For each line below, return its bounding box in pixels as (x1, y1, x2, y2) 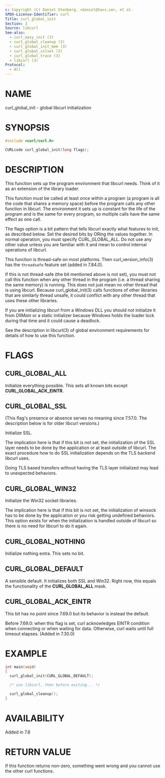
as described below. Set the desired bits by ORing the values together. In (5, 231, 153, 237)
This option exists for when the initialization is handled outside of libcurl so (5, 518, 157, 524)
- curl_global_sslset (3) (9, 48, 63, 53)
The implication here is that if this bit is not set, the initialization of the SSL (5, 440, 155, 446)
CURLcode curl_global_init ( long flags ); (5, 147, 90, 152)
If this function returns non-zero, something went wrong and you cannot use (5, 763, 161, 769)
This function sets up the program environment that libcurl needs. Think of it (5, 180, 160, 186)
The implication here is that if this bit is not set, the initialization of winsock (5, 507, 156, 513)
